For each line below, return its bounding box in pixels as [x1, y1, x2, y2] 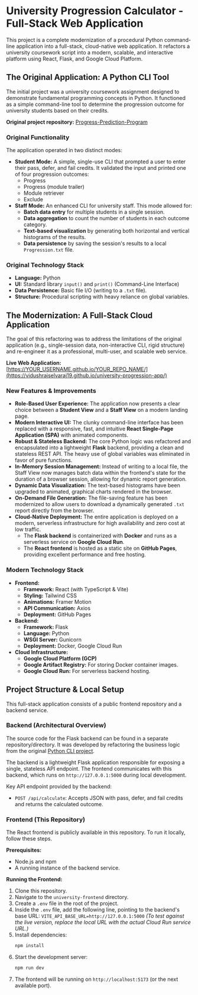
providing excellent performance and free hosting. [23, 551, 146, 558]
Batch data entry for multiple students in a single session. [23, 208, 165, 215]
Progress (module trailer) [23, 183, 85, 191]
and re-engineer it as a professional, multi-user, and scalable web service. [6, 348, 187, 355]
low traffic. [14, 526, 41, 533]
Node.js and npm [14, 858, 57, 865]
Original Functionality [6, 133, 70, 141]
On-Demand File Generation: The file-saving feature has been [14, 494, 168, 501]
